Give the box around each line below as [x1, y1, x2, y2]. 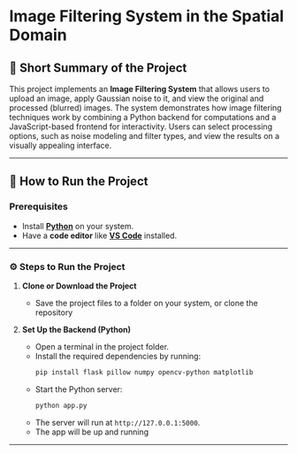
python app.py [34, 401, 88, 410]
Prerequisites [9, 201, 68, 213]
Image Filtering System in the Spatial [9, 6, 285, 27]
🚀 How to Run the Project [9, 174, 148, 189]
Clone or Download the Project [21, 281, 137, 291]
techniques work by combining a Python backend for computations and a [9, 112, 277, 122]
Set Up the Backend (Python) [21, 324, 131, 335]
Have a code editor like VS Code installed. [21, 230, 178, 241]
